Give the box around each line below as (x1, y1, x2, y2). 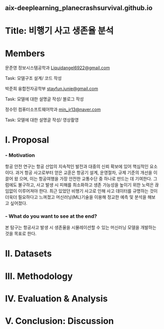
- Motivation (5, 152, 35, 158)
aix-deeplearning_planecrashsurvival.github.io (5, 4, 153, 12)
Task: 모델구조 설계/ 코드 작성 (5, 75, 62, 81)
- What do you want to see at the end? (5, 213, 97, 220)
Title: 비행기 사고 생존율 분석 (5, 25, 114, 36)
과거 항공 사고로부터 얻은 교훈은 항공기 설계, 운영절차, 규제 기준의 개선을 (15, 170, 153, 176)
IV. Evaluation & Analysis (5, 293, 108, 304)
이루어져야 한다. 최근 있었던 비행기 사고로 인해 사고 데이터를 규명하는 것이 (18, 188, 158, 194)
